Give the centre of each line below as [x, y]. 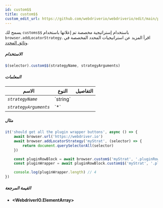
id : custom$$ [18, 9]
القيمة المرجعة [18, 188]
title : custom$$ [21, 14]
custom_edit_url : [23, 19]
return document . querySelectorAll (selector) [68, 146]
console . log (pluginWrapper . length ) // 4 [55, 172]
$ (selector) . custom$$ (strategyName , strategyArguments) [63, 66]
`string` [63, 99]
